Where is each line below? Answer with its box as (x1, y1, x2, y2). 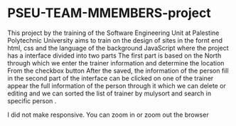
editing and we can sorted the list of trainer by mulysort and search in (7, 89, 212, 98)
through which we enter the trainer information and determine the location (7, 58, 225, 67)
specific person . (7, 96, 57, 105)
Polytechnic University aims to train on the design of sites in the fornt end (7, 36, 222, 44)
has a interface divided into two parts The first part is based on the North (7, 51, 222, 60)
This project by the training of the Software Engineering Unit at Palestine (7, 28, 220, 37)
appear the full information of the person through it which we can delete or (7, 81, 226, 90)
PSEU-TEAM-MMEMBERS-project (7, 5, 211, 21)
